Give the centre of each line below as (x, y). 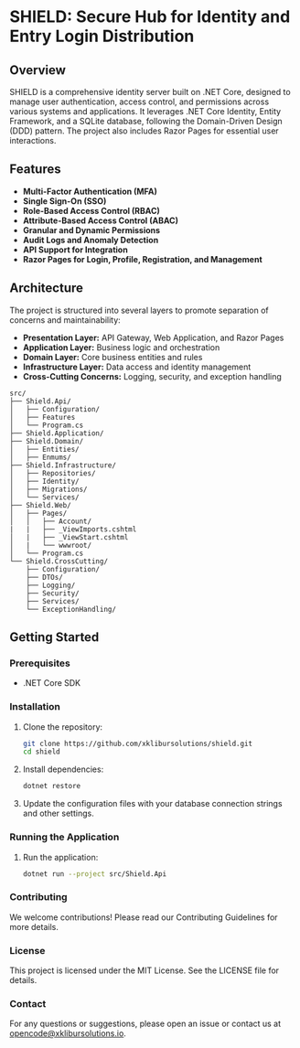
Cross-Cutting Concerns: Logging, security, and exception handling (152, 376)
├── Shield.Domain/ (47, 441)
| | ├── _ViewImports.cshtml (73, 529)
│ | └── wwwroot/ (51, 545)
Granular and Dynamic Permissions (91, 230)
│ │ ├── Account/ (51, 521)
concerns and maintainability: (65, 320)
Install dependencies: (63, 769)
